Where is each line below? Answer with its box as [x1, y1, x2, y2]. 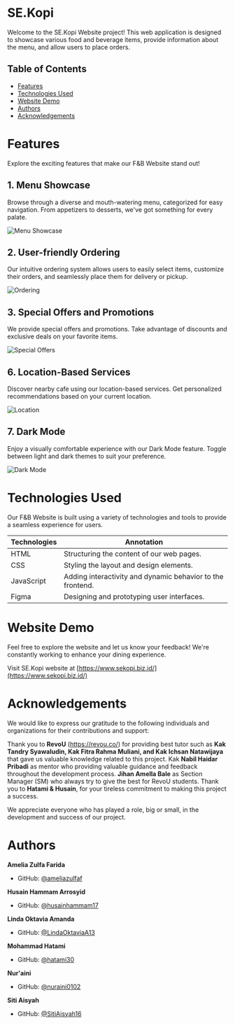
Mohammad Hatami [7, 942, 66, 950]
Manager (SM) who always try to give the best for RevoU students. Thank [7, 777, 219, 785]
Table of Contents [7, 63, 87, 75]
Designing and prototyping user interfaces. [64, 592, 205, 601]
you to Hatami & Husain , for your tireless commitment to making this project [7, 784, 227, 793]
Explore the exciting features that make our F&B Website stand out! [7, 159, 201, 167]
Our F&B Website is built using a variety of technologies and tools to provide [7, 512, 227, 522]
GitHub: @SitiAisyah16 [17, 1009, 82, 1018]
